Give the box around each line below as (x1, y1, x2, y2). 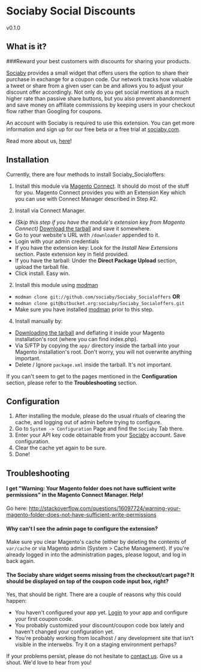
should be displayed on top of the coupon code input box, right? (6, 578, 169, 585)
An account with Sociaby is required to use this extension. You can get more (6, 119, 195, 126)
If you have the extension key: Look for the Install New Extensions (14, 244, 178, 251)
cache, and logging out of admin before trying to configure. (14, 419, 162, 426)
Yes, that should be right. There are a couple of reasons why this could (6, 591, 182, 598)
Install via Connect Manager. (14, 206, 86, 214)
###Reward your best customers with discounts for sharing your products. (6, 57, 191, 64)
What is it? (6, 42, 47, 52)
